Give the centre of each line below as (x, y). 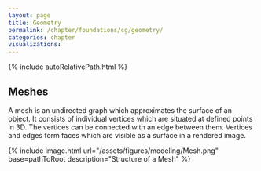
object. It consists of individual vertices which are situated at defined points (130, 118)
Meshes (28, 91)
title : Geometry (35, 23)
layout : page (29, 15)
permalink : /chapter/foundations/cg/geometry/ (86, 30)
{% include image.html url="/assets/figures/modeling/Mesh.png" (113, 151)
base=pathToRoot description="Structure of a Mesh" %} (99, 158)
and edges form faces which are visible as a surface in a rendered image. (127, 135)
